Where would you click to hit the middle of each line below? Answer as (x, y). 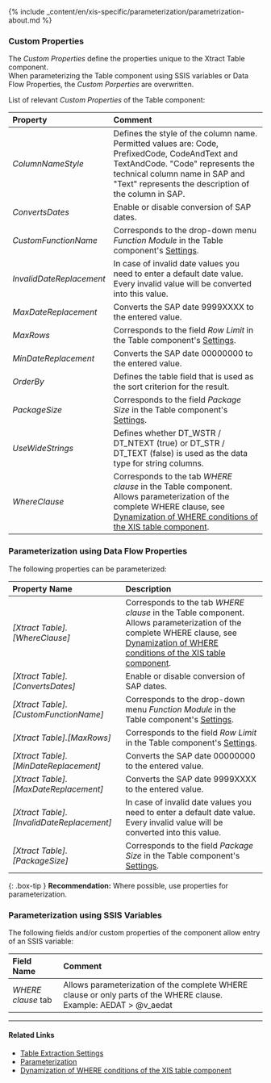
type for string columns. (158, 463)
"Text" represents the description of (181, 184)
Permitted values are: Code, (166, 144)
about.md (24, 20)
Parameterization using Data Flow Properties (98, 551)
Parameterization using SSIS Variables (85, 915)
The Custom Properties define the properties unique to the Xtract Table (127, 59)
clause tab (32, 1000)
